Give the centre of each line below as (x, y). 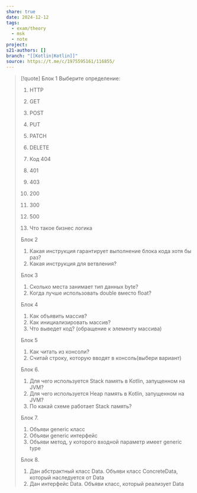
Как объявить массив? (58, 316)
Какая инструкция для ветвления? (73, 263)
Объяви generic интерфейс (64, 435)
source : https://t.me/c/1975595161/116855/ (61, 61)
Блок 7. (30, 418)
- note (20, 39)
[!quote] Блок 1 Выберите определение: (70, 78)
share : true (21, 12)
